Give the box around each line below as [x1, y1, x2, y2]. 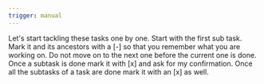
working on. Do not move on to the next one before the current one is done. [8, 50, 257, 59]
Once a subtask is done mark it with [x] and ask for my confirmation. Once [8, 59, 253, 68]
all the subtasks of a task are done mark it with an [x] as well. [8, 67, 209, 76]
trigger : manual [8, 11, 62, 20]
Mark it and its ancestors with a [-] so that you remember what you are [8, 41, 241, 52]
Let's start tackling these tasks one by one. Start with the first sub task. [8, 33, 242, 43]
